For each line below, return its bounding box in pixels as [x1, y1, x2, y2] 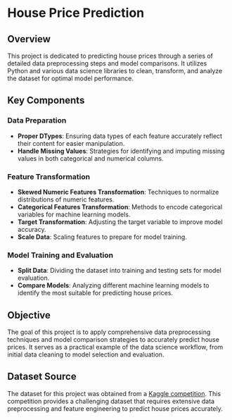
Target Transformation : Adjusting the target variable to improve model [17, 217, 223, 226]
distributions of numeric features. [17, 195, 115, 204]
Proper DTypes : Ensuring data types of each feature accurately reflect [17, 132, 223, 140]
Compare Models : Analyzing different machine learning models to [17, 281, 210, 290]
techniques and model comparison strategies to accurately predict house [7, 335, 220, 344]
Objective [7, 309, 51, 321]
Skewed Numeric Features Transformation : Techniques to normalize [17, 187, 219, 196]
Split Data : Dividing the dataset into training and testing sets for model [17, 266, 221, 275]
